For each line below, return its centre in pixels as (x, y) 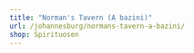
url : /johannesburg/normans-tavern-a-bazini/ (97, 26)
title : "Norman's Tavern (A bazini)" (81, 18)
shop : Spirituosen (44, 34)
